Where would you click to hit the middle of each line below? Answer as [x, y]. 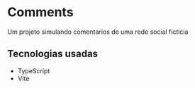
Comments [40, 12]
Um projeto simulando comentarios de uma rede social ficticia [98, 32]
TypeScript [34, 70]
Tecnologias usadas [52, 54]
